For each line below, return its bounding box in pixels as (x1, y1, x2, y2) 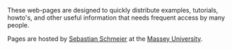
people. (7, 21, 30, 29)
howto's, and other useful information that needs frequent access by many (7, 13, 225, 22)
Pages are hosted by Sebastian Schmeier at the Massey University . (7, 35, 203, 43)
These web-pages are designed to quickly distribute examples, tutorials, (7, 6, 219, 14)
